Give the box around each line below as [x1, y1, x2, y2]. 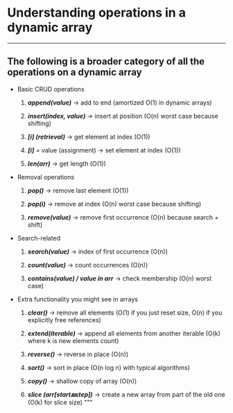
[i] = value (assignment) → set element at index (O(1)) [27, 146, 182, 154]
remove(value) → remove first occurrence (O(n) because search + [27, 213, 219, 221]
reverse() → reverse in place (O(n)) [27, 350, 129, 358]
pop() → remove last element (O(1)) [27, 186, 129, 195]
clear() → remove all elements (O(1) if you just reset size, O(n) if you [27, 308, 223, 317]
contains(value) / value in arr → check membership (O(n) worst [27, 274, 212, 282]
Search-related [17, 234, 61, 242]
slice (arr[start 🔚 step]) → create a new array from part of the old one [27, 390, 225, 398]
